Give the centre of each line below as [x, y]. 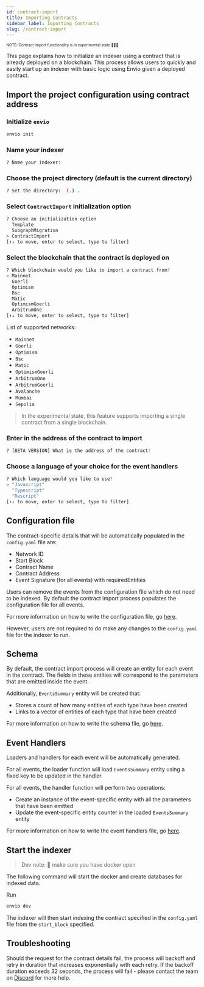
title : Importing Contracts [42, 18]
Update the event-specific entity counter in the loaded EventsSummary [102, 812]
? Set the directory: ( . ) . [43, 191]
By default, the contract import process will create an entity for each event [100, 669]
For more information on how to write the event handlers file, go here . [93, 831]
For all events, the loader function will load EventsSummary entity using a [96, 770]
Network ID [29, 554]
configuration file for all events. [45, 605]
